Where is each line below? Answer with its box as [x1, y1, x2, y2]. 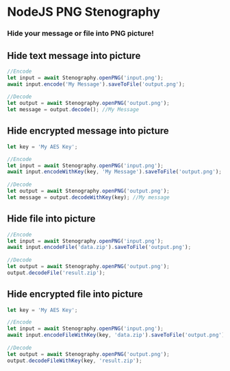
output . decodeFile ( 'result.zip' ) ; [7, 269, 106, 276]
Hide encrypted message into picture [7, 125, 169, 137]
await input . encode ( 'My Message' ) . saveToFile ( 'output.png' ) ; [7, 80, 186, 88]
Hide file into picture [7, 213, 96, 225]
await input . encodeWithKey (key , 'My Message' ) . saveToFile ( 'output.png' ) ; [7, 169, 222, 176]
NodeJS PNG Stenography [7, 4, 161, 20]
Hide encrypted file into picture [7, 289, 144, 300]
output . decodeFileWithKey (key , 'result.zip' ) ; [7, 357, 142, 364]
